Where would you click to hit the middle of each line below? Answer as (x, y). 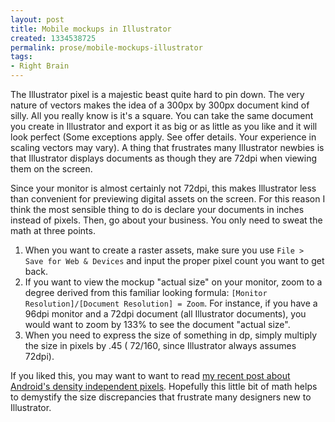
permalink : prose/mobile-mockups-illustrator (106, 47)
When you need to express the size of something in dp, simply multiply (171, 335)
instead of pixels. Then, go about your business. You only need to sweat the (166, 220)
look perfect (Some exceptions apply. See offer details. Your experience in (163, 137)
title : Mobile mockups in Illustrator (91, 29)
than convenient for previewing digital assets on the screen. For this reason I (168, 199)
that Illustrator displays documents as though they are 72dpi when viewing (164, 158)
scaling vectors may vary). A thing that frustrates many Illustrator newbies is (167, 147)
